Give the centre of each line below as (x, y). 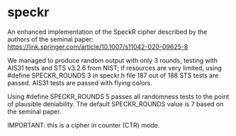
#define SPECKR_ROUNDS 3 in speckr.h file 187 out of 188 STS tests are (113, 75)
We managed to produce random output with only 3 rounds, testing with (113, 60)
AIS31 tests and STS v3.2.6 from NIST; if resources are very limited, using (114, 68)
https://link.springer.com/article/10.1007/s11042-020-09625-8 (98, 47)
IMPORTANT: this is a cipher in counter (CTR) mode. (84, 125)
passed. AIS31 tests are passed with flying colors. (80, 82)
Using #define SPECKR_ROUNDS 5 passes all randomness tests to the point (118, 97)
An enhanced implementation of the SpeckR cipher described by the (107, 32)
